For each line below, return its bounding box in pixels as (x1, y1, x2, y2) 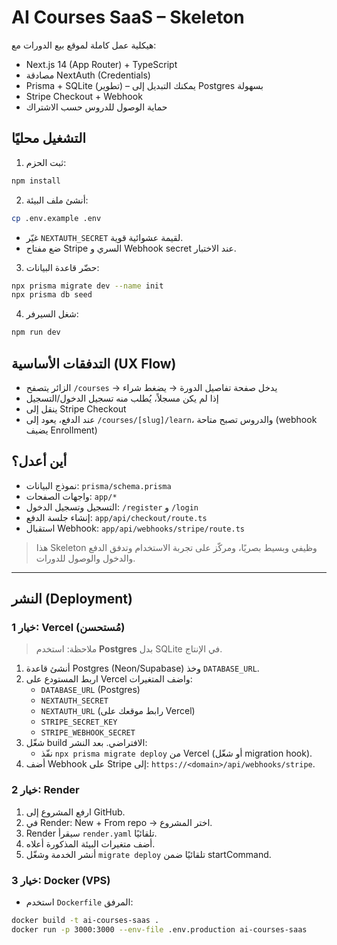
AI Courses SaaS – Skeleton (11, 6, 245, 29)
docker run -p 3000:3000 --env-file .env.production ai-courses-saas (11, 924, 308, 935)
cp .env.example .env (11, 213, 102, 223)
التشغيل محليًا (11, 130, 87, 147)
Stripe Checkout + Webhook (25, 90, 143, 102)
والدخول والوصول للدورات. (35, 552, 136, 564)
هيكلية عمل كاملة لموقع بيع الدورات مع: (11, 39, 157, 51)
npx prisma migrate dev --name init (11, 281, 164, 291)
